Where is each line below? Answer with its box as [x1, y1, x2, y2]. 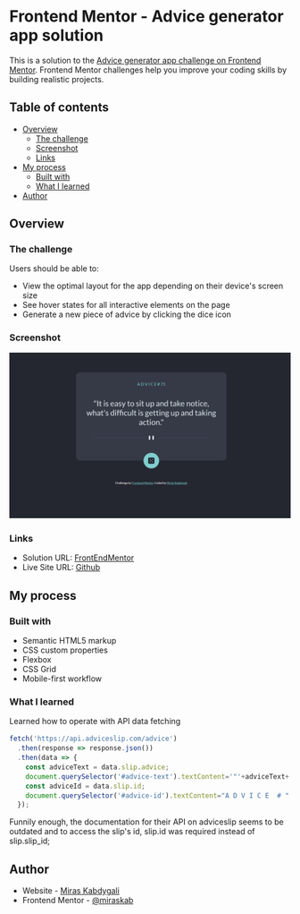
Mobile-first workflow [21, 673, 103, 684]
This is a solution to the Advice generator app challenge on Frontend [9, 55, 262, 65]
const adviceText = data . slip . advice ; [25, 763, 170, 772]
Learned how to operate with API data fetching [9, 716, 181, 727]
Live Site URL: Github [21, 562, 101, 573]
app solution [9, 25, 104, 46]
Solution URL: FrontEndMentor [21, 552, 135, 563]
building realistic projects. [9, 73, 104, 84]
